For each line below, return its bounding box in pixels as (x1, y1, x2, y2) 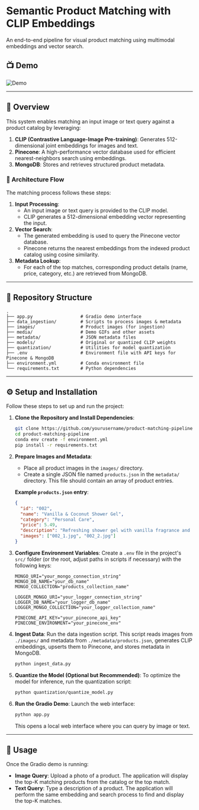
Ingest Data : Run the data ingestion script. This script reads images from (14, 630, 193, 637)
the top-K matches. (14, 798, 62, 805)
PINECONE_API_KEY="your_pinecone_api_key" (14, 615, 121, 621)
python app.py (14, 712, 50, 717)
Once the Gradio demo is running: (6, 761, 89, 768)
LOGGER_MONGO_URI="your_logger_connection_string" (14, 594, 143, 600)
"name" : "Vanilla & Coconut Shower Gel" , (20, 511, 124, 517)
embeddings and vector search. (6, 43, 84, 50)
